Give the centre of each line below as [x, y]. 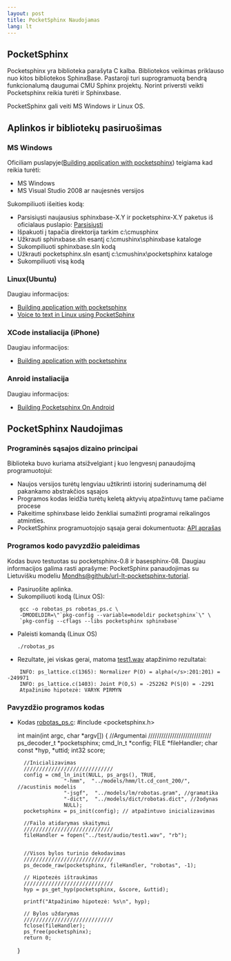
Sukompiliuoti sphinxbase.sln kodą [66, 246]
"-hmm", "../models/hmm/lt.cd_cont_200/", [127, 781]
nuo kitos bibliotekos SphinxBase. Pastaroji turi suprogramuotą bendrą [107, 78]
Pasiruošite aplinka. [45, 589]
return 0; [38, 938]
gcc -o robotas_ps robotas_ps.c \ [69, 609]
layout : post [26, 13]
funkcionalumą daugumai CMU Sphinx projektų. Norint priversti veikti [106, 85]
